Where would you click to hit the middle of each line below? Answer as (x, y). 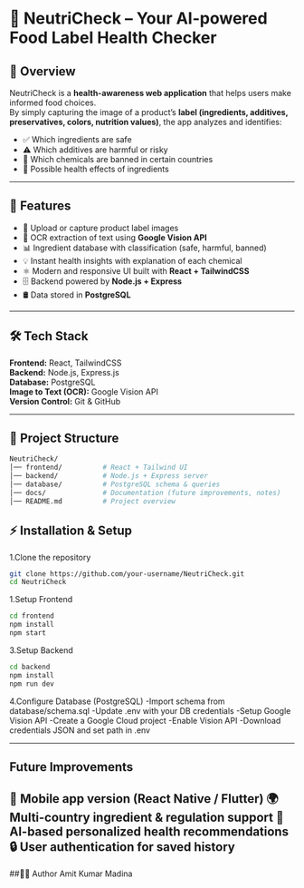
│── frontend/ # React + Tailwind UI (99, 468)
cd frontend (32, 616)
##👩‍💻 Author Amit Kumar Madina (71, 873)
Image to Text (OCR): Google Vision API (84, 391)
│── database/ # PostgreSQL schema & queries (115, 484)
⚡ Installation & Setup (71, 531)
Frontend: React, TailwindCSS (66, 363)
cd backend (30, 667)
